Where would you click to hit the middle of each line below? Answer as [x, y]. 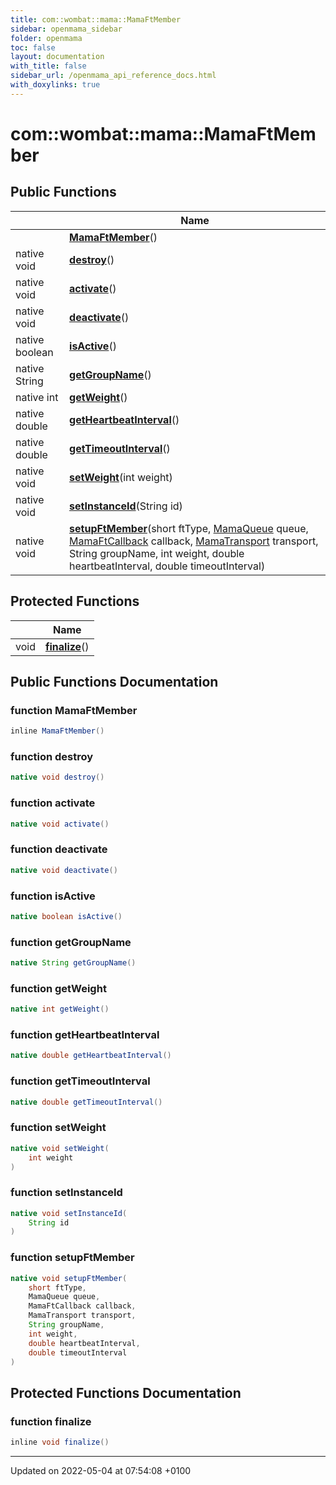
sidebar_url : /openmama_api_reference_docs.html [113, 76]
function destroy [52, 757]
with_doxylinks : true [55, 85]
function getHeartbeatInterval [85, 1035]
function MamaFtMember [74, 710]
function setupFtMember [72, 1258]
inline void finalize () [60, 1442]
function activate [53, 803]
